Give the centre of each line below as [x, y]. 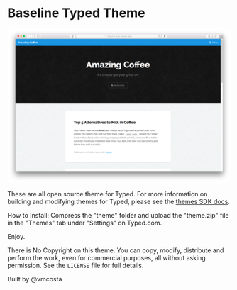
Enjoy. [16, 236]
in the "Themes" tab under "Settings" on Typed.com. [84, 223]
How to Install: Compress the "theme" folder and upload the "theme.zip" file [118, 215]
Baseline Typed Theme [76, 13]
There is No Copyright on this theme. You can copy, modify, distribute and [116, 250]
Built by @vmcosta [35, 279]
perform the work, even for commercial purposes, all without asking [106, 257]
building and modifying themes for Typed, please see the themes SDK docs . [119, 201]
